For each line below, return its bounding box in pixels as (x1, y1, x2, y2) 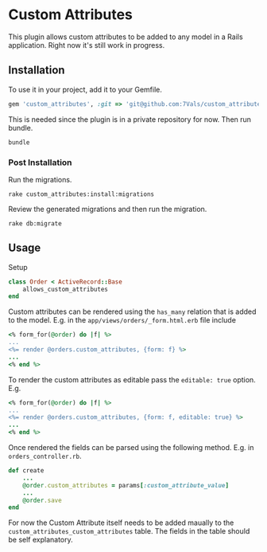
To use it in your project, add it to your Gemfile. (8, 84, 163, 94)
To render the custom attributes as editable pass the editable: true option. (8, 374, 256, 384)
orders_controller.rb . (8, 452, 82, 461)
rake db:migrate (8, 219, 62, 228)
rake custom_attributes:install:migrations (8, 190, 155, 198)
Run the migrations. (8, 174, 72, 184)
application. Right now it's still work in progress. (8, 40, 165, 49)
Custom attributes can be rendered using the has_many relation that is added (8, 307, 257, 316)
